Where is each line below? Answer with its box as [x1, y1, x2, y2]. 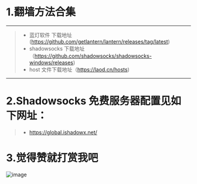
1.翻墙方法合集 [6, 5, 76, 19]
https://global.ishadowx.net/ [29, 129, 98, 136]
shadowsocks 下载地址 [29, 45, 85, 52]
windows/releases [29, 59, 74, 66]
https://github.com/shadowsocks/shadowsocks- [34, 52, 152, 59]
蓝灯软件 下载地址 [29, 31, 72, 38]
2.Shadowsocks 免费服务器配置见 [6, 95, 171, 108]
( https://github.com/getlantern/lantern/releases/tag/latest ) [29, 38, 170, 45]
